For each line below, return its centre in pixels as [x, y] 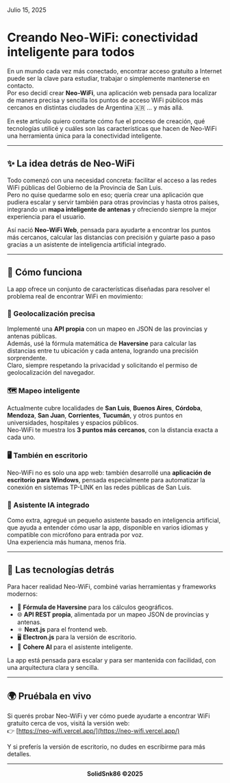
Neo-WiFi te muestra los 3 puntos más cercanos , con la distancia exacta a [113, 430]
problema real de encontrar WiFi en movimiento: [75, 296]
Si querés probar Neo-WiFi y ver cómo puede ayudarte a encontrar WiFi [108, 716]
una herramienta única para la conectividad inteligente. [85, 136]
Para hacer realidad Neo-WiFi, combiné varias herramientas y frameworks [112, 586]
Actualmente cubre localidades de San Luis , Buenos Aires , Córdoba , [105, 408]
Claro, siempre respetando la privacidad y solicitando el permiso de [102, 365]
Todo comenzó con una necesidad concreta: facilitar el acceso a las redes [112, 180]
